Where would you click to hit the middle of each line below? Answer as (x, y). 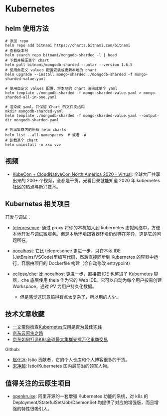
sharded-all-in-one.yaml (31, 97)
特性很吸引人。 (37, 409)
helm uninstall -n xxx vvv (33, 145)
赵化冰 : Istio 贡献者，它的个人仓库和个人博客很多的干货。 (71, 360)
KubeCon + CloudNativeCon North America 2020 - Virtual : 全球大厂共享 (86, 174)
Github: (13, 350)
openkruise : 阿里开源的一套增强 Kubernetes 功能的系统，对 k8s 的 (80, 396)
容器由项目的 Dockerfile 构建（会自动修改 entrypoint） (77, 263)
